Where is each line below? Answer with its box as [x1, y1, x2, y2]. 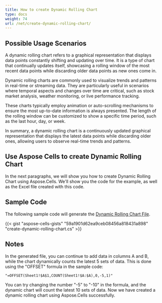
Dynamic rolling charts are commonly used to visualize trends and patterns [5, 77, 157, 84]
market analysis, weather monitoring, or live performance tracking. [5, 93, 140, 99]
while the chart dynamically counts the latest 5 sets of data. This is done [5, 258, 152, 264]
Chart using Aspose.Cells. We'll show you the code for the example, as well [5, 178, 158, 184]
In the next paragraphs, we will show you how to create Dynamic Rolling [5, 173, 151, 179]
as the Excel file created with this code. [5, 183, 85, 189]
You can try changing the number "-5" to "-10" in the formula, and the [5, 281, 146, 288]
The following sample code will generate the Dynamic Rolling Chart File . [5, 211, 151, 217]
